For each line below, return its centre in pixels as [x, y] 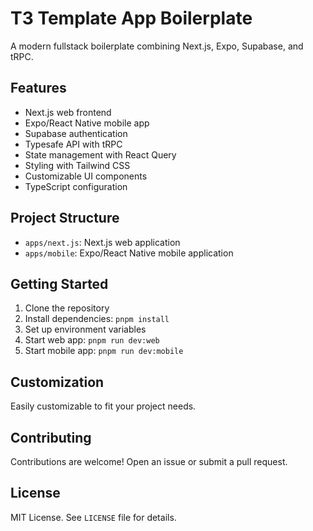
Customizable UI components [86, 176]
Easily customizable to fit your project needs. [103, 406]
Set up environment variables [85, 329]
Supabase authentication [76, 133]
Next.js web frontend [68, 112]
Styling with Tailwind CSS [77, 165]
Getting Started [59, 283]
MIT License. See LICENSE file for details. [93, 517]
